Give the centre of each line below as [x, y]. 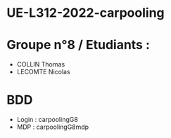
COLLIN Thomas [41, 64]
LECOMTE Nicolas [44, 72]
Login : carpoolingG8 [47, 120]
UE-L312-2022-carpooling [85, 13]
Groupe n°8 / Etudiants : [78, 45]
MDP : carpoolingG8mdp [53, 127]
